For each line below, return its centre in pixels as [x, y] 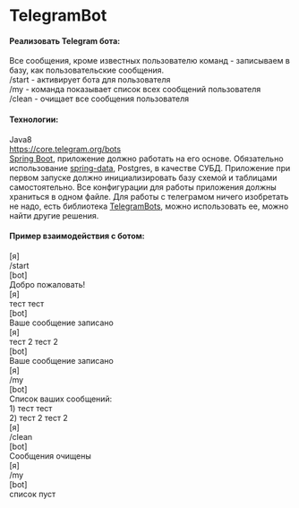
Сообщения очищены [51, 456]
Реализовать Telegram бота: [65, 40]
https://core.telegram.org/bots [65, 149]
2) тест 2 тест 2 [39, 418]
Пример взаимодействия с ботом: [77, 236]
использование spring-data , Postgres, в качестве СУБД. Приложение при [150, 168]
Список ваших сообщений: [61, 399]
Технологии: [34, 119]
